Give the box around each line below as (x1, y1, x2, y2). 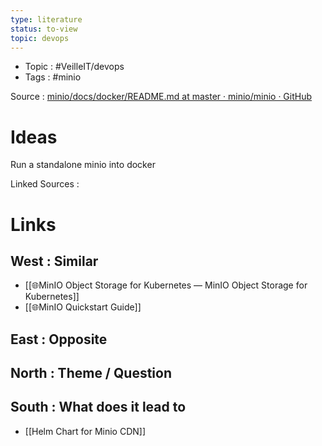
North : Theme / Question (10, 365, 172, 382)
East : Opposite (10, 331, 108, 348)
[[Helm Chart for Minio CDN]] (24, 425, 147, 437)
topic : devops (10, 33, 70, 43)
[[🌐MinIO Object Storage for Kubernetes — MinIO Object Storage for (24, 279, 308, 291)
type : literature (10, 14, 83, 25)
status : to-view (10, 24, 78, 34)
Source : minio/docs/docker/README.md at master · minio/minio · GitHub (10, 91, 313, 103)
